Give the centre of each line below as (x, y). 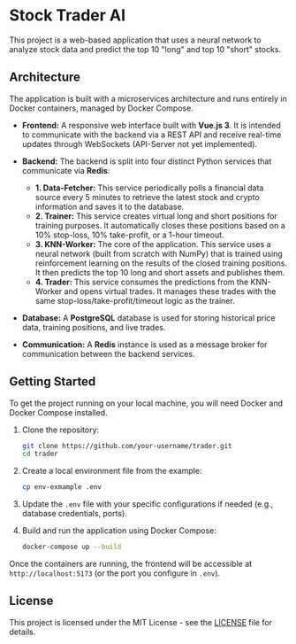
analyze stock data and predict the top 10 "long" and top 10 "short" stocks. (145, 49)
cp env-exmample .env (61, 487)
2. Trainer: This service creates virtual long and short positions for (156, 216)
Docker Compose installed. (58, 412)
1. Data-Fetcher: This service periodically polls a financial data (149, 188)
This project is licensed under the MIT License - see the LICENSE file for (140, 622)
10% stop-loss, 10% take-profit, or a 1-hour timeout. (129, 235)
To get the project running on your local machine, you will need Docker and (146, 403)
